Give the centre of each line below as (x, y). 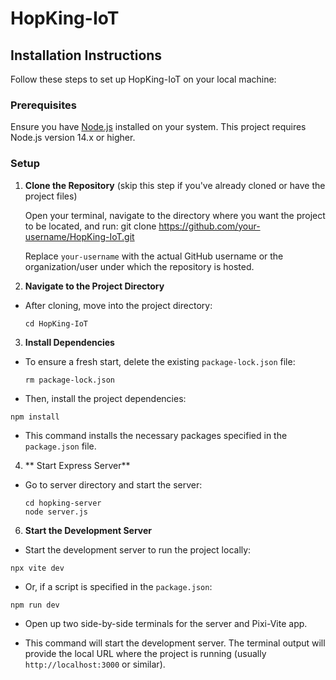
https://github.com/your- (209, 226)
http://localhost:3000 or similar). (95, 664)
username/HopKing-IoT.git (79, 236)
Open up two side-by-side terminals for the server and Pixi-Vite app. (166, 623)
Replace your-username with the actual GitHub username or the (154, 256)
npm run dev (35, 605)
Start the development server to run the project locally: (138, 549)
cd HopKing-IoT (56, 323)
